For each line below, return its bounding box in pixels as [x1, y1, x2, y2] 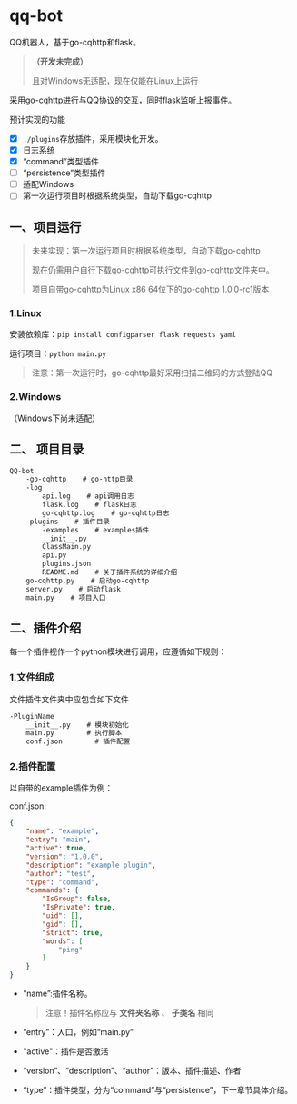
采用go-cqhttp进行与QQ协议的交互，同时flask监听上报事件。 [9, 94, 236, 105]
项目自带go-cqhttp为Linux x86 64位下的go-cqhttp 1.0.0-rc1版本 [31, 283, 270, 295]
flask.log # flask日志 [42, 501, 138, 510]
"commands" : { [25, 886, 79, 895]
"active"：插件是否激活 [22, 1046, 109, 1057]
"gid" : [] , [42, 920, 84, 929]
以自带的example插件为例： [9, 782, 114, 793]
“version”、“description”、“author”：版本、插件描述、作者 [22, 1065, 242, 1077]
